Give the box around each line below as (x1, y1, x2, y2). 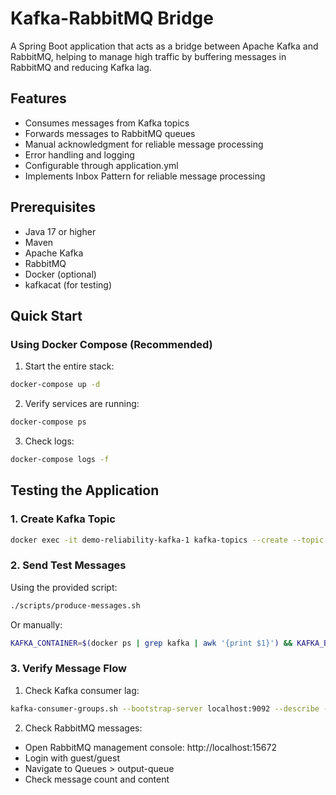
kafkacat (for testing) (24, 278, 112, 291)
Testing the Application (10, 482, 160, 499)
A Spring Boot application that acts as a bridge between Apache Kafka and (10, 40, 319, 52)
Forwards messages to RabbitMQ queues (24, 127, 196, 139)
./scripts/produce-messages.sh (10, 600, 141, 611)
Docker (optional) (24, 268, 97, 280)
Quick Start (10, 307, 83, 324)
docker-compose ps (10, 417, 87, 427)
